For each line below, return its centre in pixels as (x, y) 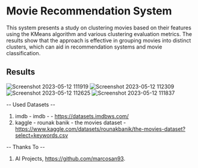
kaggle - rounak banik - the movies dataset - (70, 122)
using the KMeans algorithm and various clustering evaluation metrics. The (99, 34)
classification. (23, 53)
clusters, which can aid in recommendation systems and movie (84, 47)
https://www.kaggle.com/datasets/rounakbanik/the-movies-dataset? (100, 129)
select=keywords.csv (41, 135)
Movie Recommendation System (89, 11)
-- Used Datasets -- (31, 104)
